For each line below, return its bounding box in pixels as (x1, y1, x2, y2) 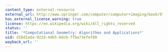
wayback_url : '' (5, 40, 39, 45)
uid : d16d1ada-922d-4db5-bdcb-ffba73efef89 (5, 35, 97, 40)
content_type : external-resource (5, 7, 75, 12)
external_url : (5, 12, 35, 17)
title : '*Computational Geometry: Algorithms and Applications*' (5, 30, 144, 35)
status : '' (5, 26, 28, 31)
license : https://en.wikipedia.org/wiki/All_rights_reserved (5, 21, 135, 26)
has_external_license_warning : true (5, 16, 81, 21)
